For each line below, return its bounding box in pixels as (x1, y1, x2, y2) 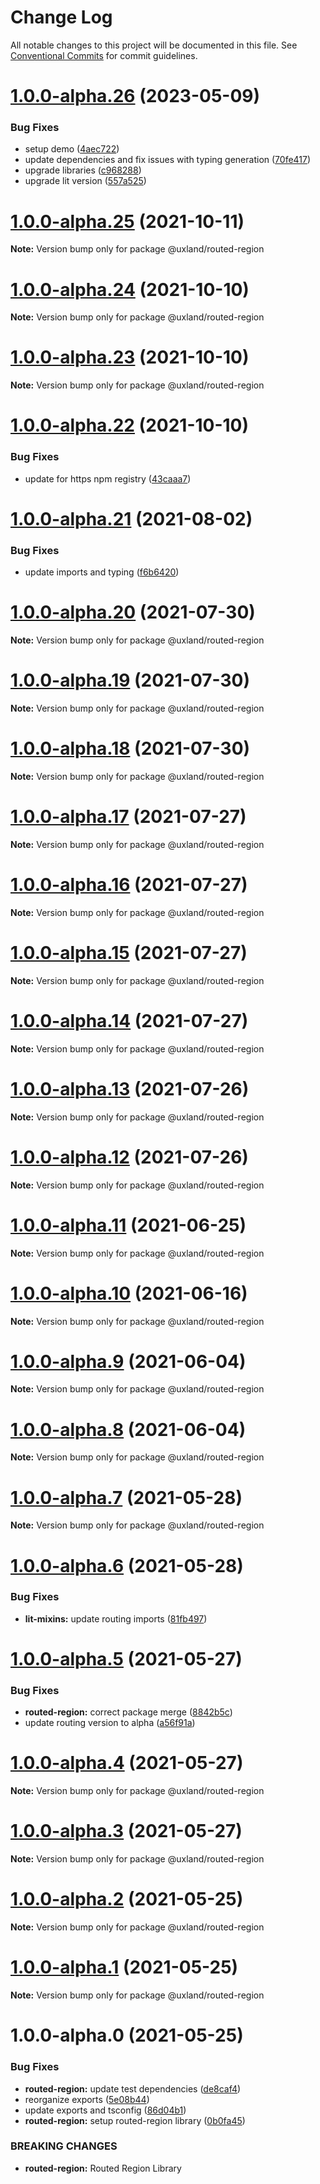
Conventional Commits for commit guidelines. (10, 49, 198, 61)
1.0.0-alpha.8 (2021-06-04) (10, 1418, 247, 1441)
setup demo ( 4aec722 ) (24, 143, 120, 155)
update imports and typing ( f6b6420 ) (24, 566, 180, 578)
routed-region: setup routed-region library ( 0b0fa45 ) (24, 2114, 246, 2126)
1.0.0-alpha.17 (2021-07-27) (10, 806, 247, 828)
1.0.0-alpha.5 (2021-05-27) (10, 1648, 243, 1670)
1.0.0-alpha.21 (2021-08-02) (10, 507, 253, 530)
